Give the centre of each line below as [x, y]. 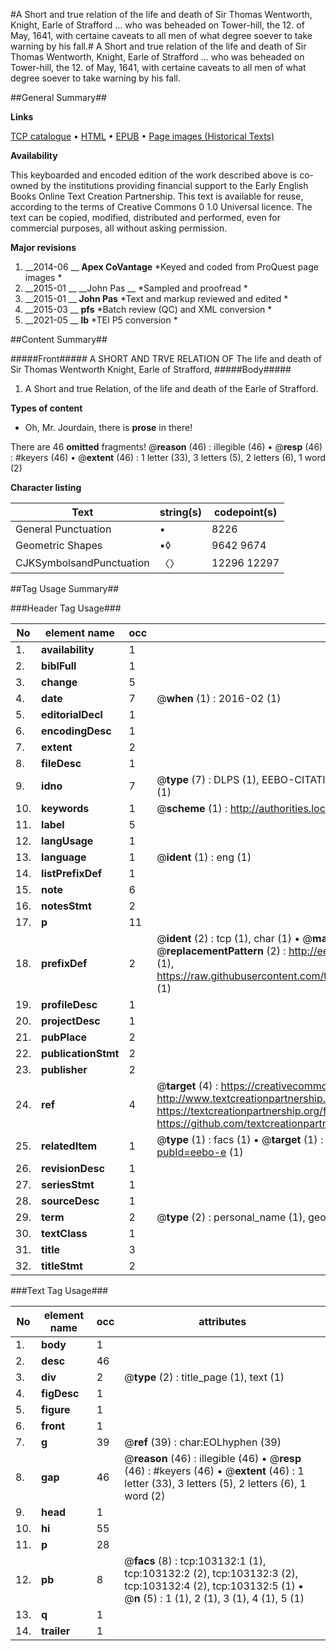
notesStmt [66, 906]
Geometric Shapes [59, 545]
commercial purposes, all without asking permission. [119, 228]
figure [56, 1409]
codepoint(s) [245, 512]
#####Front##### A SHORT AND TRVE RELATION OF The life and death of [166, 358]
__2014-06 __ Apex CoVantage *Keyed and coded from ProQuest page [171, 267]
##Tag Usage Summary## [65, 588]
